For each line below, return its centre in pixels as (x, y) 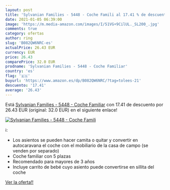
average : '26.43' (24, 90)
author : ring (19, 39)
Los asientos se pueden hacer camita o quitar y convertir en (75, 140)
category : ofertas (25, 33)
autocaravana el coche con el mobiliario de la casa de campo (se (80, 145)
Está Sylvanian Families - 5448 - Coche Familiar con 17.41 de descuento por (84, 104)
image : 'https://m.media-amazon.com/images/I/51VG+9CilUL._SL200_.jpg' (82, 24)
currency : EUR (20, 52)
